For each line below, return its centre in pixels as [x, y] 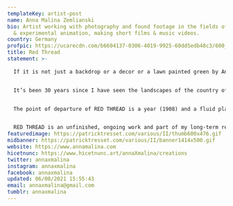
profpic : [20, 46]
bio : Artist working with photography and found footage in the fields [113, 26]
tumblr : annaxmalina [37, 192]
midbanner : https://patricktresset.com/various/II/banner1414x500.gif [111, 140]
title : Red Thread [34, 53]
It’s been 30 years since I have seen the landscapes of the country [116, 90]
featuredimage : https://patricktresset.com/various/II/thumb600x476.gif [114, 134]
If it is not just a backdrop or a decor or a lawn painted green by [116, 71]
